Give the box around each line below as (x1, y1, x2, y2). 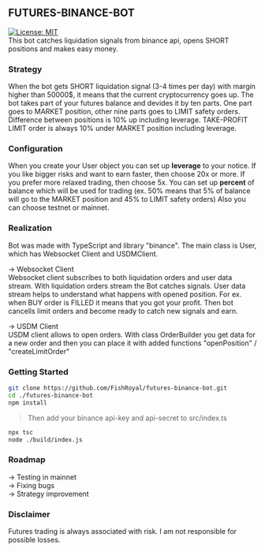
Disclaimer (8, 509, 50, 520)
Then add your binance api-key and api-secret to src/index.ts (27, 413, 227, 423)
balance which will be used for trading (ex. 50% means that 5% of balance (8, 186, 251, 196)
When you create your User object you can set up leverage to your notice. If (8, 161, 256, 170)
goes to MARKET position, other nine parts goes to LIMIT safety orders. (8, 106, 241, 117)
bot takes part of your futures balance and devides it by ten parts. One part (8, 99, 252, 108)
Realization (8, 222, 53, 233)
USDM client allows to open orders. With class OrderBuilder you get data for (8, 330, 256, 339)
